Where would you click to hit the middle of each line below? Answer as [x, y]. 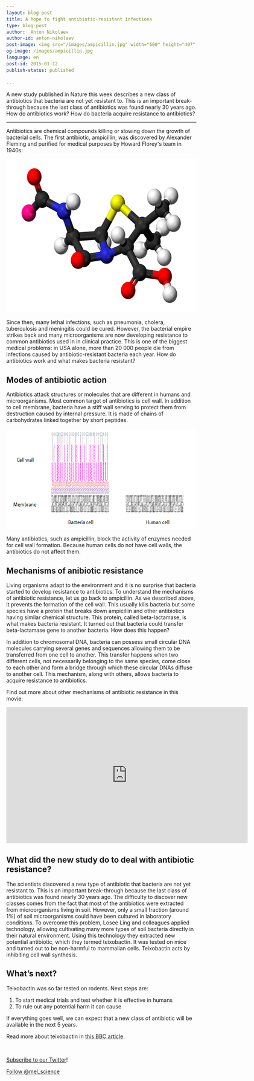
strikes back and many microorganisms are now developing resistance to [97, 335]
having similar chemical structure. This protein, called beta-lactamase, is [97, 617]
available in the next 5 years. [42, 1024]
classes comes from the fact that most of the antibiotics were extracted [95, 903]
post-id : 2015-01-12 [32, 63]
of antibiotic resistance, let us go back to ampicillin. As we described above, [101, 598]
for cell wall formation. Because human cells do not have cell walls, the [94, 545]
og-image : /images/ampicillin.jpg [50, 51]
